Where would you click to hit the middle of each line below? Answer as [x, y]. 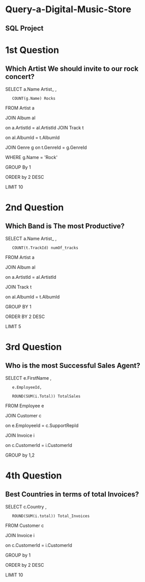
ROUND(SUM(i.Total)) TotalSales [46, 396]
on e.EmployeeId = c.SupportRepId [42, 425]
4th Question [34, 475]
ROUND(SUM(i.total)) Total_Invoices [51, 516]
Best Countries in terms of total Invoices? [72, 495]
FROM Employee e [25, 406]
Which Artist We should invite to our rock [72, 69]
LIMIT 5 [13, 326]
